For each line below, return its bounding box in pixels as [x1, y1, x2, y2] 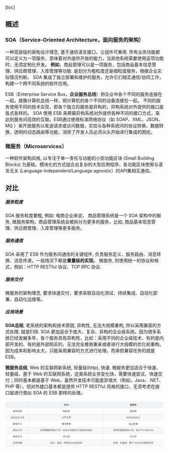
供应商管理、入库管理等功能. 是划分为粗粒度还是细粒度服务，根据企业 [14, 68, 157, 74]
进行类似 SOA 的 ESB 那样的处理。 [14, 390, 86, 396]
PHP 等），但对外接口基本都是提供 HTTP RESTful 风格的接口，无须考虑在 [5, 383, 155, 390]
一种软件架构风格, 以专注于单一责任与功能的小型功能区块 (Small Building [5, 155, 154, 161]
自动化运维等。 [14, 296, 45, 302]
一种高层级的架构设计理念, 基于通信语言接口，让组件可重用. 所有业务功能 [5, 49, 156, 55]
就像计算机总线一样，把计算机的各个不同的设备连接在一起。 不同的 [18, 97, 156, 103]
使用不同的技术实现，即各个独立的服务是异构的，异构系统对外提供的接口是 [9, 103, 164, 110]
